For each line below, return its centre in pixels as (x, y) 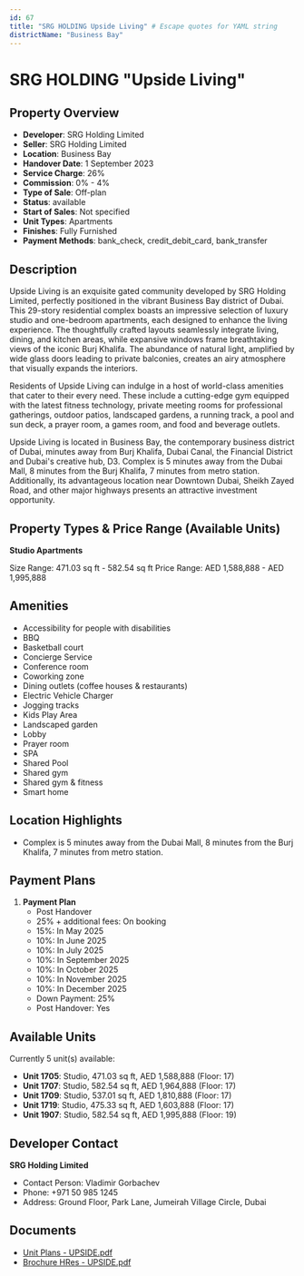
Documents (43, 1231)
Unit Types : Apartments (68, 221)
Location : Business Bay (67, 154)
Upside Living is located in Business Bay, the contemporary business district (152, 442)
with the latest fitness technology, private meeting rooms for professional (146, 406)
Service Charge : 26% (64, 173)
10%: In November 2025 (81, 979)
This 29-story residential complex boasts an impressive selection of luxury (149, 310)
